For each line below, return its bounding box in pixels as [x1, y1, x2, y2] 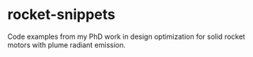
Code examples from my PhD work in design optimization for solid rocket [7, 32, 246, 41]
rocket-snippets [7, 6, 115, 24]
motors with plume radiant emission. [7, 40, 126, 49]
